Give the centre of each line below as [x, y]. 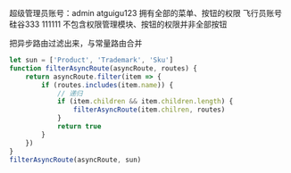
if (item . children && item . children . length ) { [145, 102]
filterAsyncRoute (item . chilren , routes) [149, 110]
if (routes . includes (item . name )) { [108, 85]
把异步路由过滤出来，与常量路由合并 [76, 43]
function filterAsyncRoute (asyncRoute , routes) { [104, 68]
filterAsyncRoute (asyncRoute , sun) [75, 160]
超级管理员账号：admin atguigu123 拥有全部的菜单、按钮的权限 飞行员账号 [146, 13]
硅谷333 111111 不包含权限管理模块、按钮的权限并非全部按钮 [118, 24]
